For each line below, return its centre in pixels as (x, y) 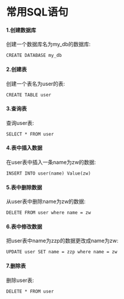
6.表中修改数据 (24, 226)
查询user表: (20, 123)
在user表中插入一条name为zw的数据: (51, 162)
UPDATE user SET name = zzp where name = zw (62, 252)
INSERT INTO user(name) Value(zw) (49, 173)
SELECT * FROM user (30, 134)
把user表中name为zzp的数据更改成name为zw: (62, 241)
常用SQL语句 (37, 12)
